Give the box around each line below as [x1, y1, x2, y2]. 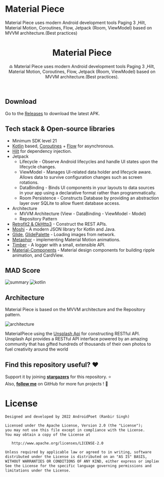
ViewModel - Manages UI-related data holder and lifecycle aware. [19, 169, 152, 175]
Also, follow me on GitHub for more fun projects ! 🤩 [5, 381, 108, 386]
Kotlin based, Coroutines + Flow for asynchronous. [12, 143, 115, 149]
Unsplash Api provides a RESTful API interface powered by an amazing [5, 336, 148, 342]
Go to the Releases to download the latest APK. [5, 110, 100, 116]
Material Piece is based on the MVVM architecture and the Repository [5, 307, 145, 312]
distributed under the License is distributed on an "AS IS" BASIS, [5, 454, 147, 459]
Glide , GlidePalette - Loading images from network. [12, 231, 116, 237]
